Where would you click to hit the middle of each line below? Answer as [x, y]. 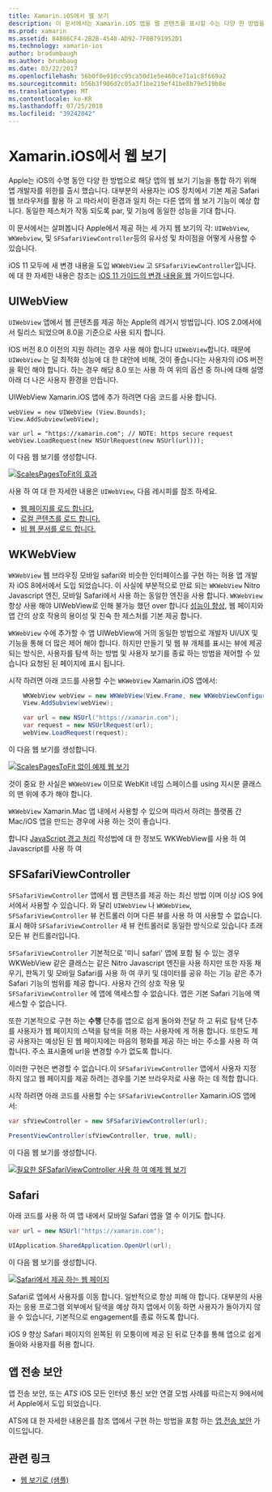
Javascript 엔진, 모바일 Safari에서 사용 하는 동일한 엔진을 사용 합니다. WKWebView [136, 595]
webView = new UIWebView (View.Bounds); [78, 412]
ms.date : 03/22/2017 [43, 69]
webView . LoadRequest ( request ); [76, 733]
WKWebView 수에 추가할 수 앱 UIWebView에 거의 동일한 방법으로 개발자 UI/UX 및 [134, 633]
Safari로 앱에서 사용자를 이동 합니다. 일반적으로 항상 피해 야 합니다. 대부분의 [128, 1297]
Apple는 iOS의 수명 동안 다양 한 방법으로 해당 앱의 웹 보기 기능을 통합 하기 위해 [133, 180]
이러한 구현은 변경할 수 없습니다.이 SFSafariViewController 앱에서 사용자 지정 [132, 1068]
